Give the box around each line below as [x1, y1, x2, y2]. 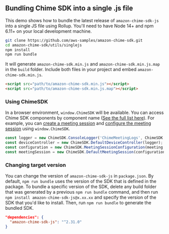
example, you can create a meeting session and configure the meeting [5, 121, 151, 127]
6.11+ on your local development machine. [5, 28, 92, 34]
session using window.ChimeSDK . [5, 126, 70, 132]
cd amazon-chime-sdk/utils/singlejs [5, 42, 82, 47]
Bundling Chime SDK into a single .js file [5, 4, 133, 13]
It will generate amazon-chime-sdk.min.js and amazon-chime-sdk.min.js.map [5, 61, 160, 67]
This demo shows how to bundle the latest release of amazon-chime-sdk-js [5, 17, 159, 23]
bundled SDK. [5, 205, 34, 211]
